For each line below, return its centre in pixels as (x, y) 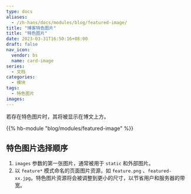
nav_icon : (18, 50)
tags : (13, 88)
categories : (21, 77)
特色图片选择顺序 (37, 148)
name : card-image (33, 61)
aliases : (17, 17)
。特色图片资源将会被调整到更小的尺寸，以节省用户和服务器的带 (108, 178)
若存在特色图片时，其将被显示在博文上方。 (58, 116)
